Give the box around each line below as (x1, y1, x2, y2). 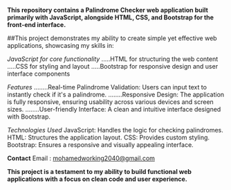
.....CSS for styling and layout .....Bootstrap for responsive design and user (7, 62, 219, 70)
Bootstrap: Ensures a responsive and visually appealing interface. (7, 141, 194, 148)
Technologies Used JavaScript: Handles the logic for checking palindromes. (7, 126, 223, 134)
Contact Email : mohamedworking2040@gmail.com (7, 154, 156, 162)
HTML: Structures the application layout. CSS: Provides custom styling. (7, 133, 210, 141)
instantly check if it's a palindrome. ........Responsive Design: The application (7, 90, 225, 98)
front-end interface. (7, 21, 66, 28)
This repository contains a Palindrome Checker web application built (7, 6, 209, 14)
